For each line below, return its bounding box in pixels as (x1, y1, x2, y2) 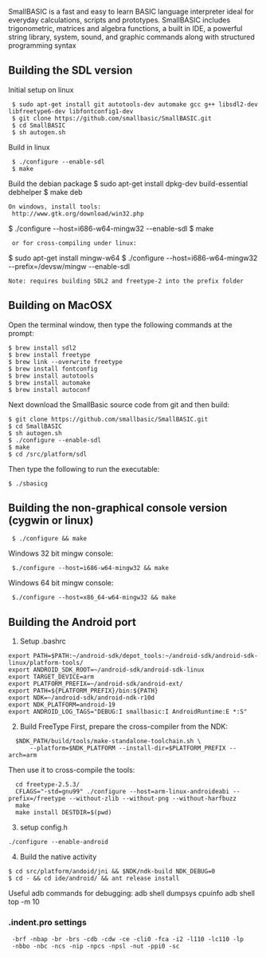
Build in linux (8, 142, 50, 152)
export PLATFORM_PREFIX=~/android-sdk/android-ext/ (8, 680, 183, 688)
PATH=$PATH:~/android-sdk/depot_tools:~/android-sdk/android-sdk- (33, 652, 259, 660)
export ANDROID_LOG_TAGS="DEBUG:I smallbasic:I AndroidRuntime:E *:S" (8, 708, 248, 716)
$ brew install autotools (8, 371, 94, 380)
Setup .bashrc (19, 636, 66, 646)
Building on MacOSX (8, 299, 113, 312)
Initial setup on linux (8, 85, 74, 94)
